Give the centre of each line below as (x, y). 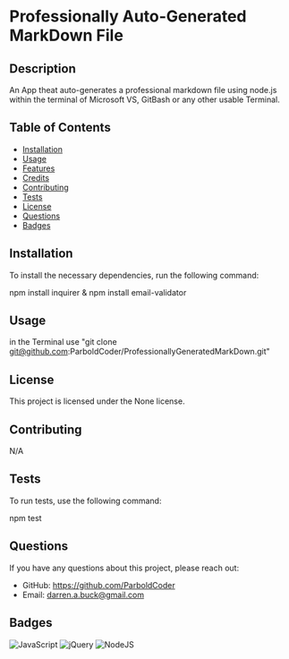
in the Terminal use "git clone (64, 342)
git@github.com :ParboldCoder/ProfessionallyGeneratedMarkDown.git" (140, 352)
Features (38, 168)
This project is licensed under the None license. (97, 401)
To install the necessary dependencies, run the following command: (134, 275)
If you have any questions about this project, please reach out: (124, 568)
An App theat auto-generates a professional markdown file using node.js (143, 90)
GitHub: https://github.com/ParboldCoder (99, 585)
